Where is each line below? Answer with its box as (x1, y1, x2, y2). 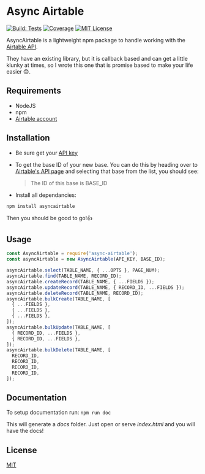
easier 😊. (6, 67, 31, 75)
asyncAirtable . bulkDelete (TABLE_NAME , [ (6, 347, 111, 353)
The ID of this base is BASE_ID (30, 179, 108, 186)
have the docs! (6, 427, 44, 435)
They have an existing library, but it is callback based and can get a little (6, 55, 188, 62)
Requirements (6, 86, 61, 96)
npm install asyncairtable (6, 203, 75, 209)
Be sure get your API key (15, 149, 78, 156)
